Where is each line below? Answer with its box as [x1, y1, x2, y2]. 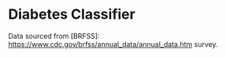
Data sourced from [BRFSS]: [8, 31, 100, 41]
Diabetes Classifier [8, 5, 135, 23]
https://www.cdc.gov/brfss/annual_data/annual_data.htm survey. [8, 39, 218, 48]
